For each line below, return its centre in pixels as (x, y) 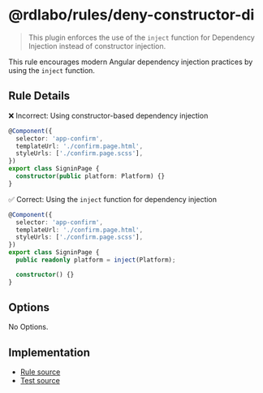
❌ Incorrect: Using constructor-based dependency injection (108, 115)
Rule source (40, 372)
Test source (40, 381)
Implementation (50, 352)
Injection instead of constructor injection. (97, 45)
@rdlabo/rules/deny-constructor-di (131, 15)
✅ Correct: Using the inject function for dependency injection (113, 199)
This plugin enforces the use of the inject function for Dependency (142, 37)
